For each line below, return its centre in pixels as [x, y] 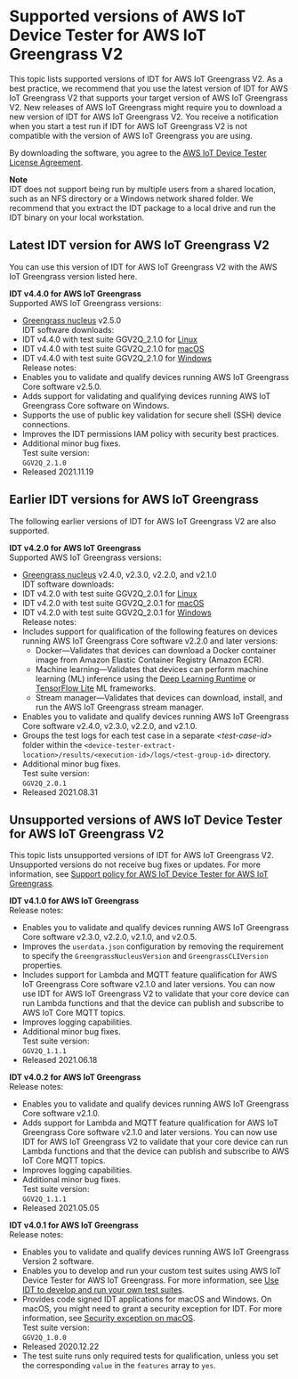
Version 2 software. [58, 1261]
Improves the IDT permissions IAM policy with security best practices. [150, 434]
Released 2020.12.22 [60, 1347]
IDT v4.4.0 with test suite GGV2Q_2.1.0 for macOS [113, 348]
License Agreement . [46, 162]
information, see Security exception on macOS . [109, 1318]
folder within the [52, 744]
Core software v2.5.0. [62, 386]
